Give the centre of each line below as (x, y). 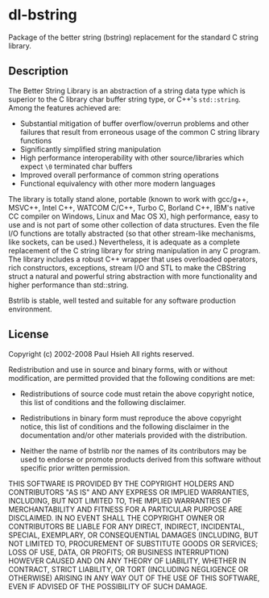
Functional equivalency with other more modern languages (118, 183)
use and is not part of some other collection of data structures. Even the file (134, 224)
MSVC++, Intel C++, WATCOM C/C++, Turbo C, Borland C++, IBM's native (132, 207)
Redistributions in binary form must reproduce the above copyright (130, 418)
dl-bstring (43, 15)
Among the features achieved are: (65, 107)
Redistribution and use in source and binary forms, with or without (118, 370)
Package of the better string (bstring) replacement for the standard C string (134, 37)
